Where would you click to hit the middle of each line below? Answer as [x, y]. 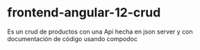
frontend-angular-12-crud [84, 13]
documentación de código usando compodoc [72, 38]
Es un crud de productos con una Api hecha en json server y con [100, 32]
